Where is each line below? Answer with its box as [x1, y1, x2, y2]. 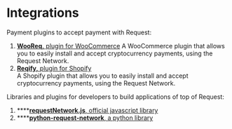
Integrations [6, 5, 80, 21]
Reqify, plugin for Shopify [16, 64, 92, 72]
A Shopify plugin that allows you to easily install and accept [16, 72, 189, 80]
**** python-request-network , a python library [16, 114, 153, 122]
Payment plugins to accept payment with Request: [6, 28, 152, 36]
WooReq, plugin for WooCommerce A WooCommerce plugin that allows [16, 41, 225, 50]
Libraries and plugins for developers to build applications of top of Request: [6, 93, 225, 101]
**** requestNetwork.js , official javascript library [16, 106, 158, 114]
